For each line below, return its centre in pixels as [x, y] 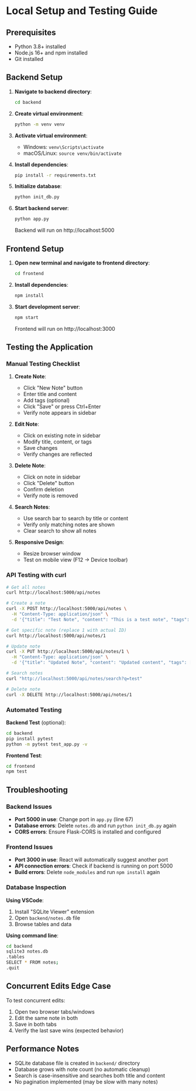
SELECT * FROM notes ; [32, 963]
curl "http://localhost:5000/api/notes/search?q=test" [74, 679]
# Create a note [26, 603]
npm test [17, 772]
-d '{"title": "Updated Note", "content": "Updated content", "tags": [99, 663]
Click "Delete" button [49, 483]
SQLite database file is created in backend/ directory [77, 1063]
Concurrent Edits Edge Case [59, 986]
